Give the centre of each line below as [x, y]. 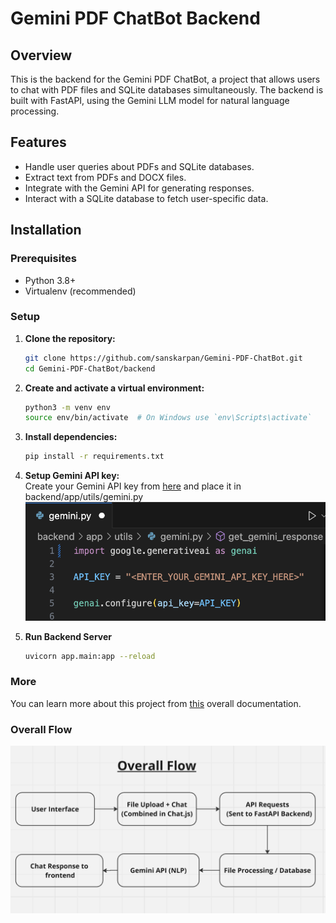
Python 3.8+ [50, 280]
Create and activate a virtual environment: [114, 388]
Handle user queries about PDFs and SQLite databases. [139, 166]
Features [38, 142]
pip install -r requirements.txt [94, 457]
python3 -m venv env [67, 407]
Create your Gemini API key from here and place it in [133, 486]
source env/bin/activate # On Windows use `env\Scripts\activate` [168, 418]
